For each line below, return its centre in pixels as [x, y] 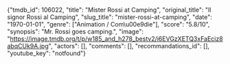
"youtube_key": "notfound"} [47, 53]
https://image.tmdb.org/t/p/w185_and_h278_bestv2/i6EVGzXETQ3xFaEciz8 [116, 39]
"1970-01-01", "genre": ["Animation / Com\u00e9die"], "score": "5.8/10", [108, 24]
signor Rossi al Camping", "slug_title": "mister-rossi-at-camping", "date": [110, 17]
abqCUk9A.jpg [28, 46]
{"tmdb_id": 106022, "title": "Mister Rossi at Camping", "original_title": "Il [109, 10]
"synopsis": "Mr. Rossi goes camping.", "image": [76, 31]
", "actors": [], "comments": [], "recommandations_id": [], [129, 46]
